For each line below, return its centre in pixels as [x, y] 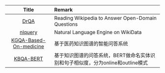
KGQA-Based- [28, 40]
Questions [66, 24]
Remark [63, 10]
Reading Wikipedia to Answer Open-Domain [106, 18]
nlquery [28, 32]
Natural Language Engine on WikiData [98, 32]
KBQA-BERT [28, 59]
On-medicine [28, 46]
